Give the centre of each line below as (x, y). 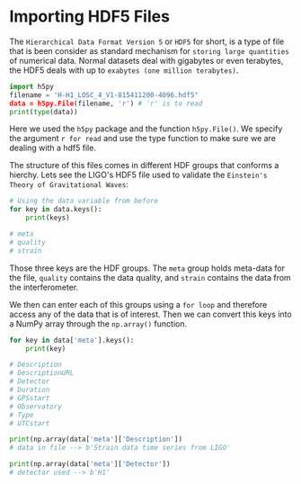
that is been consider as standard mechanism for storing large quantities (149, 50)
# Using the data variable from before (84, 201)
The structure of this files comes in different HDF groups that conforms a (144, 166)
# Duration (30, 390)
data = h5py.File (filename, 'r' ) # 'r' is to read (106, 103)
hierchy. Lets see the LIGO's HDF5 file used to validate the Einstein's (138, 175)
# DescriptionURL (42, 373)
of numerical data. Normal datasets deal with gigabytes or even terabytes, (146, 60)
